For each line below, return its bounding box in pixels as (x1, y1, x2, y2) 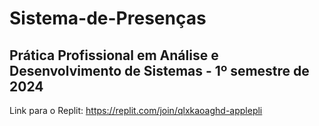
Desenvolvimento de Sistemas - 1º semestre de (9, 62, 310, 79)
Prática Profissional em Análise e (9, 47, 219, 64)
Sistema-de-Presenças (9, 7, 207, 30)
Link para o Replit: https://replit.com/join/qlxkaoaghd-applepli (9, 105, 263, 116)
